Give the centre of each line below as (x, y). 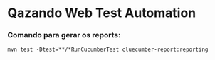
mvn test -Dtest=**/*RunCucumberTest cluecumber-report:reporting (108, 50)
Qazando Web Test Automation (102, 13)
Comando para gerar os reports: (64, 35)
